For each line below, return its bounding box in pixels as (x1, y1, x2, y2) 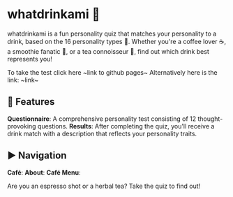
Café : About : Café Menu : (7, 168, 82, 177)
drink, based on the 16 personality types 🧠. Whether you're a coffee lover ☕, (7, 37, 227, 45)
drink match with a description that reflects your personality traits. (7, 129, 197, 138)
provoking (7, 122, 36, 130)
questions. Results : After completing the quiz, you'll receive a (37, 122, 215, 130)
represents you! (7, 54, 52, 63)
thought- (197, 115, 223, 123)
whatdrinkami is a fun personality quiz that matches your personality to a (7, 29, 217, 38)
